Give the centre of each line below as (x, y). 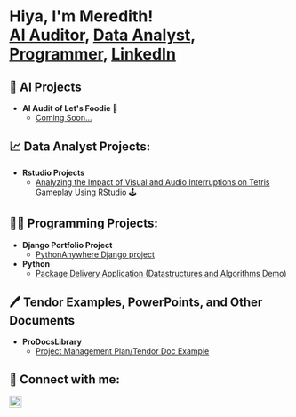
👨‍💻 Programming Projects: (84, 224)
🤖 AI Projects (45, 87)
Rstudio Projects (53, 172)
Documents (42, 321)
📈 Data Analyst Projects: (80, 147)
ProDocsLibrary (52, 342)
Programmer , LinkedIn (92, 54)
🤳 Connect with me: (64, 379)
